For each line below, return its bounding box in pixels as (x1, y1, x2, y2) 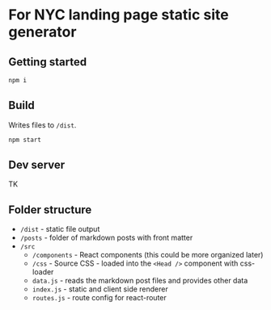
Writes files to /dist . (8, 119, 77, 130)
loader (32, 267, 54, 277)
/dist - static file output (19, 224, 100, 234)
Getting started (8, 55, 87, 69)
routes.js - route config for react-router (32, 293, 167, 303)
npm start (8, 136, 42, 144)
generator (8, 23, 77, 41)
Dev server (8, 157, 66, 171)
